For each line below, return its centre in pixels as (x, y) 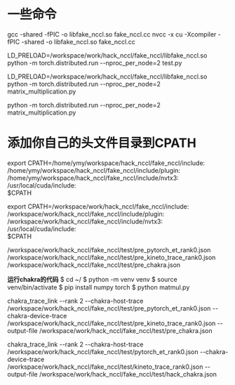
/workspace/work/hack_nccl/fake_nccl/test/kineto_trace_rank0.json (105, 367)
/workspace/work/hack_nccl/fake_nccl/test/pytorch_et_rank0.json (103, 351)
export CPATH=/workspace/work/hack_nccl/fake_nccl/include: (98, 206)
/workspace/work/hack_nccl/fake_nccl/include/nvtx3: (85, 221)
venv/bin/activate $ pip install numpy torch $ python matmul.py (99, 287)
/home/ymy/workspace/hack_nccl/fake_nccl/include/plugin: (94, 170)
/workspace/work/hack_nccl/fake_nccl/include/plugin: (86, 214)
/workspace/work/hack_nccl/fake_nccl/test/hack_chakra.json (128, 374)
